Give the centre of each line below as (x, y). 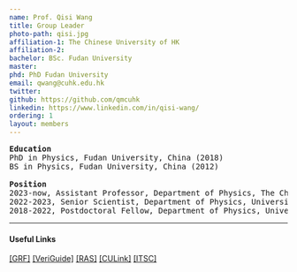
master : (23, 67)
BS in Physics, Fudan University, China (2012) (114, 166)
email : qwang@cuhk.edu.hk (57, 83)
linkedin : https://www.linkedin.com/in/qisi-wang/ (104, 108)
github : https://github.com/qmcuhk (75, 99)
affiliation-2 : (37, 50)
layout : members (39, 125)
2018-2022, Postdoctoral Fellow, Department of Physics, (135, 211)
